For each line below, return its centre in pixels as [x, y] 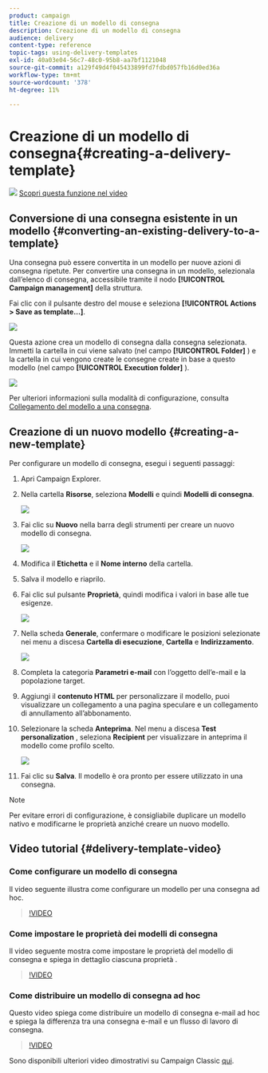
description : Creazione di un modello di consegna [95, 30]
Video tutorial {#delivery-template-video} [115, 849]
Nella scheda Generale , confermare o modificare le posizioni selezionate [140, 633]
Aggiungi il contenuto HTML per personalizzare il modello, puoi [125, 696]
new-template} [47, 444]
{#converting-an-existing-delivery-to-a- [156, 231]
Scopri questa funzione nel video [73, 193]
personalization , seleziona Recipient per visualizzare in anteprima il [134, 737]
